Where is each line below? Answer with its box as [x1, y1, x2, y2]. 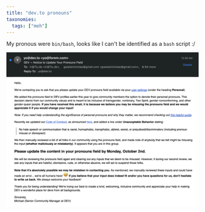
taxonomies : [6, 16, 37, 23]
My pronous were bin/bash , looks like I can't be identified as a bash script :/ [6, 40, 195, 48]
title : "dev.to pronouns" [6, 10, 72, 16]
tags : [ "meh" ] [12, 23, 48, 29]
